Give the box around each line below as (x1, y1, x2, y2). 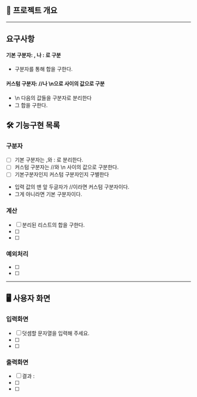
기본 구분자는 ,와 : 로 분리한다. (14, 156, 84, 163)
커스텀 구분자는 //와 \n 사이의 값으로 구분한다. (14, 163, 119, 171)
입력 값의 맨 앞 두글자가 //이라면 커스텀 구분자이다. (14, 183, 130, 190)
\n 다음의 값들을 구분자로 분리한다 (14, 94, 92, 101)
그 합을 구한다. (14, 101, 48, 108)
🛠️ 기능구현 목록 (6, 121, 60, 130)
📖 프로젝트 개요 (6, 5, 57, 16)
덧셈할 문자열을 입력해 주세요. (22, 330, 90, 337)
